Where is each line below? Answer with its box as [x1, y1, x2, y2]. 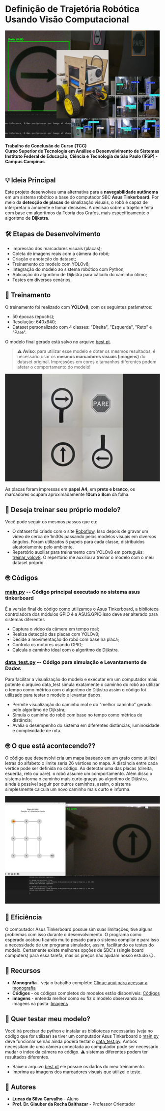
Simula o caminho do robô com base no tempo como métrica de [12, 712, 142, 718]
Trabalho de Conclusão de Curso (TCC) [5, 143, 87, 149]
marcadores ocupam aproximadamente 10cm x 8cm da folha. [5, 491, 130, 497]
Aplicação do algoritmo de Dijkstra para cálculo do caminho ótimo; [12, 271, 147, 277]
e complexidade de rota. [12, 727, 62, 733]
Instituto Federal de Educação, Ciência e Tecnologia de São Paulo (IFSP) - [5, 153, 158, 159]
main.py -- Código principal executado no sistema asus [5, 589, 140, 596]
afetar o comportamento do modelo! [17, 364, 91, 370]
